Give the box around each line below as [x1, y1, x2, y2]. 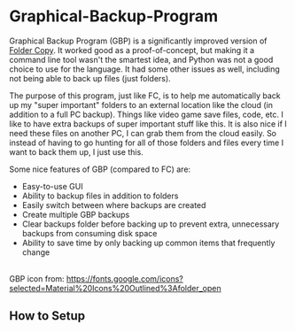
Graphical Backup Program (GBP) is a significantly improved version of [9, 35, 268, 46]
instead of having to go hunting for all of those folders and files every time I [9, 137, 284, 148]
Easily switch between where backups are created [21, 199, 206, 210]
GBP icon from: [9, 273, 65, 284]
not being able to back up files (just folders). [9, 73, 171, 83]
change [21, 246, 50, 258]
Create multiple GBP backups [21, 209, 130, 220]
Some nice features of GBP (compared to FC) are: [9, 164, 191, 174]
